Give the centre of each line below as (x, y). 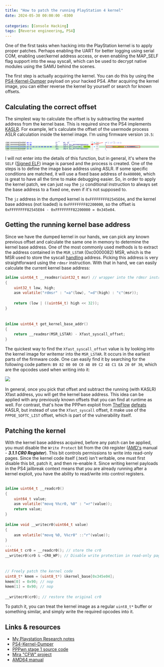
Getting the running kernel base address (68, 225)
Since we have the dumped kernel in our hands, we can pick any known (77, 236)
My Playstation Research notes (43, 639)
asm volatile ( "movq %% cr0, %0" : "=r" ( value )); (63, 504)
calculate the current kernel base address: (48, 268)
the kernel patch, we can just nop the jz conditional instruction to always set (81, 184)
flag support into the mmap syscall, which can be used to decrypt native (76, 61)
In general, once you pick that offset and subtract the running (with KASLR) (81, 389)
